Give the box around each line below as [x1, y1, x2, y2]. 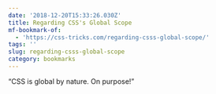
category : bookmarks [8, 56, 76, 63]
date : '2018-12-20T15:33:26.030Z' [8, 11, 122, 20]
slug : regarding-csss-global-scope [8, 48, 125, 56]
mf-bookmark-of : [8, 26, 61, 34]
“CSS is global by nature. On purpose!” [8, 76, 135, 86]
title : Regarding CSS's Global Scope [8, 19, 132, 27]
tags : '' [8, 41, 37, 49]
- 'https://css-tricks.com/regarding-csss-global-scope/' [15, 33, 210, 42]
